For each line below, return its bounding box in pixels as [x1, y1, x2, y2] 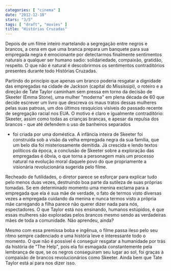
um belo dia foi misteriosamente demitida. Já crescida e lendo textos [12, 142, 158, 149]
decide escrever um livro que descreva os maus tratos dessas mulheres [5, 99, 157, 106]
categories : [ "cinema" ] [5, 7, 60, 13]
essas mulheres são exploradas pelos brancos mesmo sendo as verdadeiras [5, 212, 166, 218]
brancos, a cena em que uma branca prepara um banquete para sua [5, 46, 149, 52]
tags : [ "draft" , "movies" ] [5, 22, 67, 27]
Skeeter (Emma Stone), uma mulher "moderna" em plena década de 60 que [5, 94, 165, 100]
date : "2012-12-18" [5, 12, 47, 17]
